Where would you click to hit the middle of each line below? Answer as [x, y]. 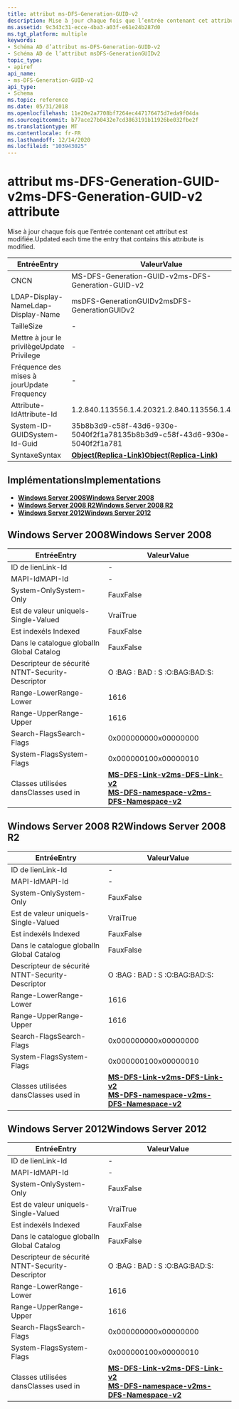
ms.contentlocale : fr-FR [44, 133]
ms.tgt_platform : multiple [47, 34]
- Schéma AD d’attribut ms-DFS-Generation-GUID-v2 [84, 47]
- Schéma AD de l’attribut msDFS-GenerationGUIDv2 [84, 54]
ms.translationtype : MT [43, 126]
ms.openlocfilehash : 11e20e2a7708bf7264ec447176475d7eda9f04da [103, 113]
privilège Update [38, 347]
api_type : [22, 87]
